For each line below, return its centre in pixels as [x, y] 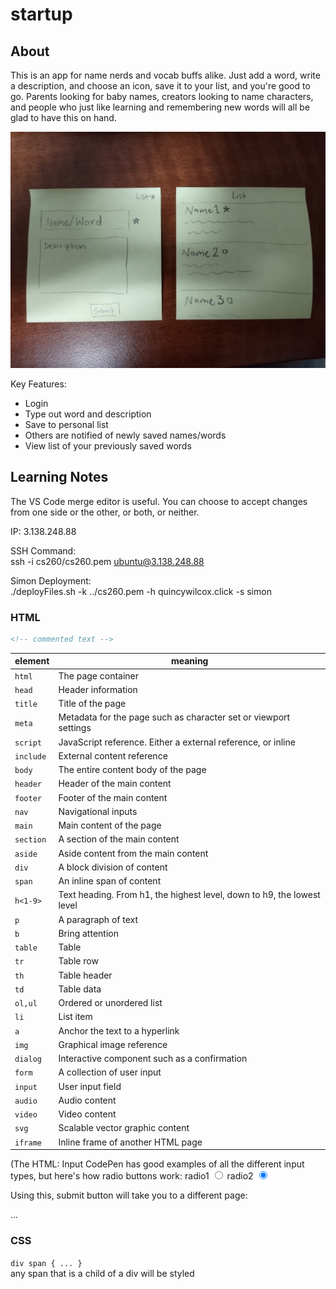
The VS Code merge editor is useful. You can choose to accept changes [159, 501]
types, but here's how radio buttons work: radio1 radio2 [132, 1176]
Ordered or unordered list [110, 1003]
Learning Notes [59, 477]
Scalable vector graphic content [124, 1128]
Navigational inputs [98, 811]
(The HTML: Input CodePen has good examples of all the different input [157, 1164]
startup [41, 14]
